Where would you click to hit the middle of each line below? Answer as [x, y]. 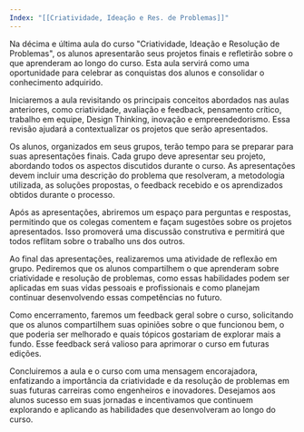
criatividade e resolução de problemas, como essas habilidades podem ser [150, 278]
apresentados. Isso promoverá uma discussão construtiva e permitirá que [147, 231]
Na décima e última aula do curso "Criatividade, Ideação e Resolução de [145, 44]
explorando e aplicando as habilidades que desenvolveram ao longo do [143, 409]
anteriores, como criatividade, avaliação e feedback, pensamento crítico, [146, 109]
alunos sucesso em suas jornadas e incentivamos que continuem [132, 399]
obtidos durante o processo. [62, 194]
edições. [26, 353]
